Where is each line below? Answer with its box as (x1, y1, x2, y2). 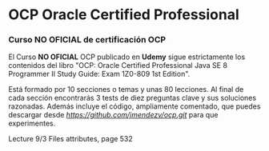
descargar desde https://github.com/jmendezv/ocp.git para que (8, 110, 219, 120)
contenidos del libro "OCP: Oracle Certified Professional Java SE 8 (8, 61, 228, 70)
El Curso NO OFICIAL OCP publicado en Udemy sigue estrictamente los (8, 52, 246, 62)
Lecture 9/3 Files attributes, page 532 (8, 134, 134, 144)
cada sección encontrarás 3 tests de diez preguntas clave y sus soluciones (8, 93, 257, 103)
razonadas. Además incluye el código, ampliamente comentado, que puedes (8, 101, 261, 111)
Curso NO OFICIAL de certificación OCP (8, 34, 167, 46)
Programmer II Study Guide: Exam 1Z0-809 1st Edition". (8, 70, 191, 79)
